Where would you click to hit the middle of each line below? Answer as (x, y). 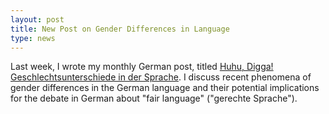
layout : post (37, 19)
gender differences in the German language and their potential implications (165, 88)
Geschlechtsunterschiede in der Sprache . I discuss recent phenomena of (161, 77)
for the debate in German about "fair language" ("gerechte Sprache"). (154, 98)
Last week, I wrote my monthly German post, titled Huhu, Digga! (142, 67)
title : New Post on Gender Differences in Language (120, 29)
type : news (33, 38)
